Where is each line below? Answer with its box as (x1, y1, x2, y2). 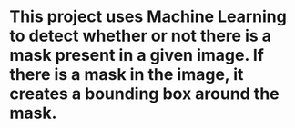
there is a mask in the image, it (9, 64, 244, 85)
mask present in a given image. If (9, 45, 264, 65)
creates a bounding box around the (9, 84, 280, 104)
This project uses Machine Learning (9, 6, 287, 27)
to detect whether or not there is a (9, 25, 271, 46)
